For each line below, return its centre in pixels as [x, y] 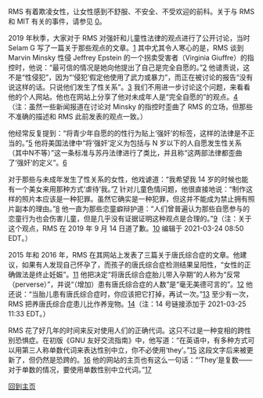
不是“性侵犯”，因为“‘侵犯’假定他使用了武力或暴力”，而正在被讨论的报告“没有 [131, 77]
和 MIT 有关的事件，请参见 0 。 [58, 21]
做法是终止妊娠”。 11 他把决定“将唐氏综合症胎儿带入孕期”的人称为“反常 [127, 274]
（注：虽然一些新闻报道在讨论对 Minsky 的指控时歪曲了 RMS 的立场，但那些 [130, 107]
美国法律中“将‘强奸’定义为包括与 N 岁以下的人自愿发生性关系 [145, 143]
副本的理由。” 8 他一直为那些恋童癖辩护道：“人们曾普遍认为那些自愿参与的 [132, 209]
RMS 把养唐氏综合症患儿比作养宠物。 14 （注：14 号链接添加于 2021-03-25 [127, 304]
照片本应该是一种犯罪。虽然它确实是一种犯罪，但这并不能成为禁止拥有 [135, 199]
